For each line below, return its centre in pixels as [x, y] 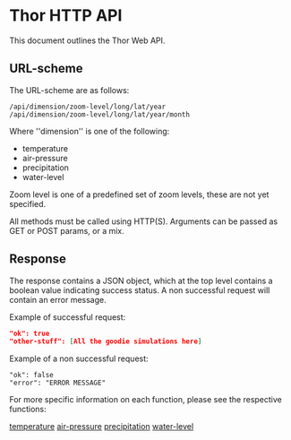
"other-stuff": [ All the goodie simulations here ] [106, 341]
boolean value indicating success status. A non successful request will [140, 290]
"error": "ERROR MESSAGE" [57, 383]
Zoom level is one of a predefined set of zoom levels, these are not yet [139, 194]
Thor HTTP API [66, 16]
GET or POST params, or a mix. [67, 230]
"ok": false [31, 375]
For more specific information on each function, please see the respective [145, 400]
